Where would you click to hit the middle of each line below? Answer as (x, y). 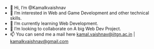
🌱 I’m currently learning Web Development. (54, 23)
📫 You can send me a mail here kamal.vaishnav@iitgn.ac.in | (73, 34)
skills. (16, 18)
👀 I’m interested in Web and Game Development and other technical (79, 13)
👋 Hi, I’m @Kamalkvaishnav (38, 8)
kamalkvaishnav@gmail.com (39, 41)
